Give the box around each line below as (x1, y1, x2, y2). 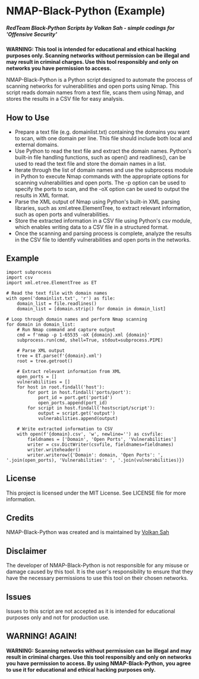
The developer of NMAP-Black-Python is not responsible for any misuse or (6, 562, 189, 569)
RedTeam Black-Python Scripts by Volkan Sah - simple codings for (6, 24, 175, 31)
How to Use (6, 112, 50, 123)
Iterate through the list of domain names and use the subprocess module (14, 166, 193, 174)
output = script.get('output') (37, 410, 116, 416)
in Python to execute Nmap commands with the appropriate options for (14, 172, 189, 180)
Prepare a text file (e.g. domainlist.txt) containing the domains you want (14, 128, 190, 135)
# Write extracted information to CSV (17, 425, 113, 432)
